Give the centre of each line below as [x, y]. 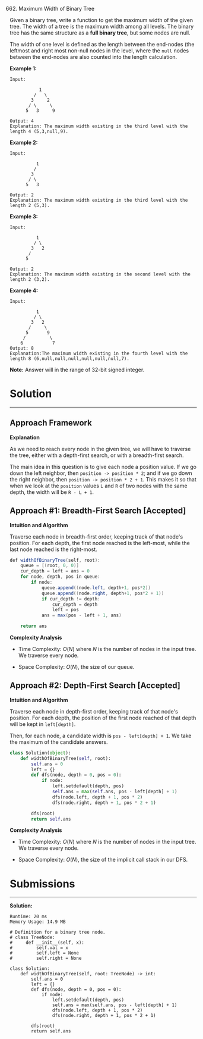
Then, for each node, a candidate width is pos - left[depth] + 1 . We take [101, 736]
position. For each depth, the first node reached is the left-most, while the [100, 543]
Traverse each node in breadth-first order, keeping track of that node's [96, 536]
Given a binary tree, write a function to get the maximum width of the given [101, 20]
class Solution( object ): [40, 753]
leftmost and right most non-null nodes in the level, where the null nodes [99, 51]
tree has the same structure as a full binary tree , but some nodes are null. [100, 33]
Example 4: [24, 290]
